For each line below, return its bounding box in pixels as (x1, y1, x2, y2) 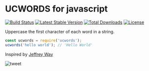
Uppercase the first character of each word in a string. (5, 28, 115, 34)
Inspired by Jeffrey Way (5, 51, 53, 57)
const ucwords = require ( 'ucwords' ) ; (5, 38, 82, 43)
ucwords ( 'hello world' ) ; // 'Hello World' (5, 43, 93, 47)
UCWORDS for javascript (5, 3, 108, 14)
